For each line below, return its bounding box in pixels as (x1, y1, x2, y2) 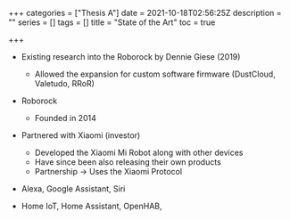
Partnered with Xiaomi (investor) (21, 130, 141, 141)
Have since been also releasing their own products (34, 157, 222, 167)
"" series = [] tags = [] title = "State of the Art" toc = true (8, 17, 216, 28)
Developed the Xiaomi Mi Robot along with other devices (34, 147, 244, 158)
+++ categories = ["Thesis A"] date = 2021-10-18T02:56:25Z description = (8, 8, 282, 18)
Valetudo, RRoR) (34, 78, 95, 88)
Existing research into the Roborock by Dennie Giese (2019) (21, 52, 241, 61)
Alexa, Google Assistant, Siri (21, 183, 126, 194)
